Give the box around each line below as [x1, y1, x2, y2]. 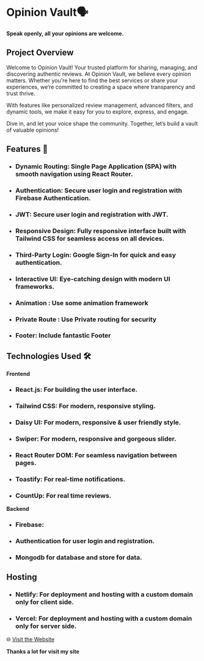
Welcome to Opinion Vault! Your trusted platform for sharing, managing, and [6, 63, 197, 71]
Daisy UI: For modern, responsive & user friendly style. [15, 418, 181, 427]
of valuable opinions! [6, 126, 59, 134]
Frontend [6, 370, 31, 378]
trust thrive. [6, 90, 35, 97]
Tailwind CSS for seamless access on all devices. [15, 234, 165, 242]
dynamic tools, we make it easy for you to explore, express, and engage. [6, 108, 189, 115]
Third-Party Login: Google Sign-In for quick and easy [15, 250, 176, 259]
